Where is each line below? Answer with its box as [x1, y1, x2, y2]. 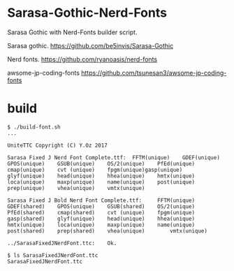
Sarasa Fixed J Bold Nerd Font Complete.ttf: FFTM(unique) [7, 197, 196, 204]
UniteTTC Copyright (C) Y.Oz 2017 [7, 142, 108, 149]
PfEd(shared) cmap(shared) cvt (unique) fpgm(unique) [7, 209, 196, 216]
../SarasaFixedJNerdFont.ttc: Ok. [7, 240, 117, 247]
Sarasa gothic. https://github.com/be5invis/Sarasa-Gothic [7, 41, 174, 50]
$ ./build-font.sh [7, 124, 61, 131]
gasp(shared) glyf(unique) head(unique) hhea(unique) [7, 215, 196, 222]
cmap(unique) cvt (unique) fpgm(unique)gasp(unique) [7, 166, 183, 173]
